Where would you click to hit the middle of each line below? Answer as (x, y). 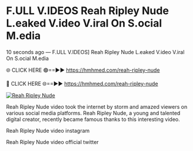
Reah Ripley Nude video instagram (48, 130)
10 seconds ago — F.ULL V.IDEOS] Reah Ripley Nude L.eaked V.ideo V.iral (95, 52)
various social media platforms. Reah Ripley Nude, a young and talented (93, 113)
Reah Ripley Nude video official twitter (52, 142)
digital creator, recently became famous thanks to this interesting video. (93, 119)
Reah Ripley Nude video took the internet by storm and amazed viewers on (97, 106)
